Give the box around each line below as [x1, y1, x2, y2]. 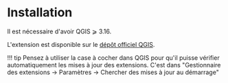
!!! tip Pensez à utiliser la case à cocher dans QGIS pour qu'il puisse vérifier [7, 53, 220, 62]
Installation [7, 5, 73, 20]
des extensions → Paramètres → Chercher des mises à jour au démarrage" [7, 68, 220, 76]
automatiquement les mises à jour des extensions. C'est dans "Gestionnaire [7, 61, 221, 69]
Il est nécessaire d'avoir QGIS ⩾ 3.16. [7, 27, 112, 35]
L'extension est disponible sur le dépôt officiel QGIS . [7, 40, 155, 48]
